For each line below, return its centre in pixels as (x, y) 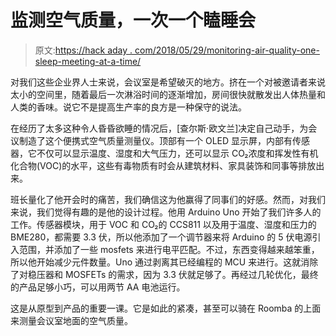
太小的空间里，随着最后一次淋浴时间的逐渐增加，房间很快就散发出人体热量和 (168, 94)
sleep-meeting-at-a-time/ (88, 61)
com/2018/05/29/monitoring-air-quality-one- (227, 50)
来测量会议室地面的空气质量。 (71, 320)
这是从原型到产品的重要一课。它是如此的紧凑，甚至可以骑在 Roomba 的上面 (166, 308)
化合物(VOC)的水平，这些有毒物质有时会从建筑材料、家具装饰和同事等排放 (163, 165)
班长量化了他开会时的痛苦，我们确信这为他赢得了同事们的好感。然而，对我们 (168, 199)
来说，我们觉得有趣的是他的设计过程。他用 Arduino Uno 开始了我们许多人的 (166, 212)
